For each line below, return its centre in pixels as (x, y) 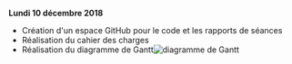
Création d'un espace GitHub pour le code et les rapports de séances (152, 30)
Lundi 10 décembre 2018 (56, 13)
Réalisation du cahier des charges (85, 40)
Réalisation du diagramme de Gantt (87, 50)
